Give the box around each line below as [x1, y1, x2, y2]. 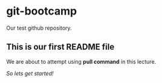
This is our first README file [6, 42, 115, 52]
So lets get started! [6, 70, 54, 77]
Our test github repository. [6, 24, 72, 32]
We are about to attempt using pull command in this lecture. [6, 58, 157, 65]
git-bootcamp [6, 4, 77, 18]
